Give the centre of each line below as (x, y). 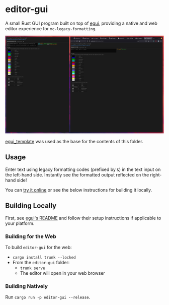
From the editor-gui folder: (41, 262)
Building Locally (31, 206)
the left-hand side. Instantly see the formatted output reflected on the (77, 174)
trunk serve (32, 268)
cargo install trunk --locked (44, 257)
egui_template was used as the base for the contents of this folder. (74, 142)
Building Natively (27, 286)
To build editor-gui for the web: (38, 247)
